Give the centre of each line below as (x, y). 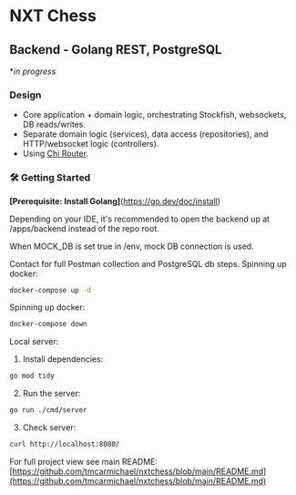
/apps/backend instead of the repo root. (84, 228)
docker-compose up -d (51, 290)
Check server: (49, 428)
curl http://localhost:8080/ (65, 444)
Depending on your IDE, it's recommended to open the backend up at (140, 219)
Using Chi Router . (56, 154)
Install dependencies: (63, 359)
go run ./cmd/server (49, 410)
